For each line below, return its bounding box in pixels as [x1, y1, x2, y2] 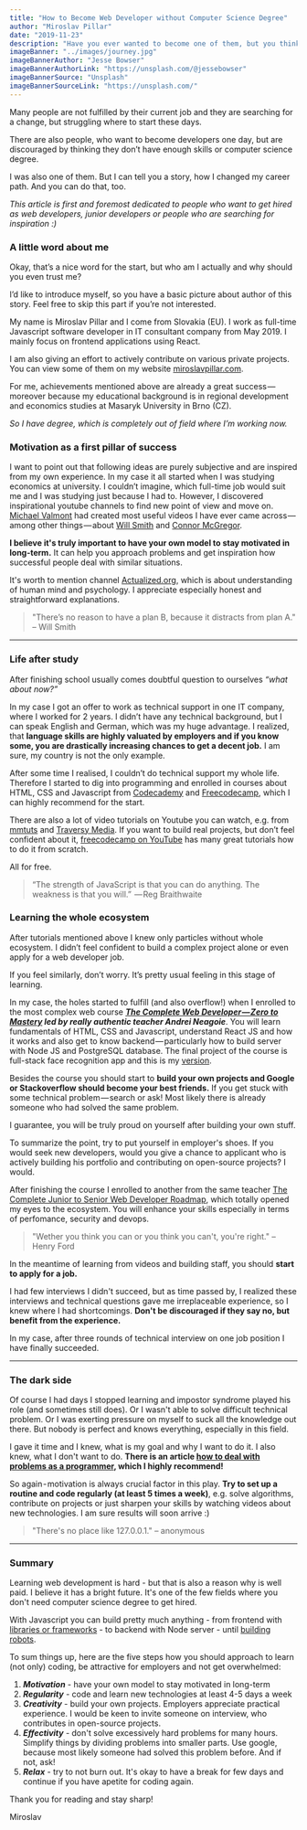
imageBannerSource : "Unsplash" [9, 73, 129, 82]
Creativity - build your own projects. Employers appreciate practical [22, 1698, 281, 1709]
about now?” [9, 683, 58, 695]
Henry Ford [31, 1240, 75, 1251]
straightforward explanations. [9, 594, 121, 605]
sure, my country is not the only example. [9, 750, 166, 761]
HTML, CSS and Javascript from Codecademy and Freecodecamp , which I [9, 787, 291, 798]
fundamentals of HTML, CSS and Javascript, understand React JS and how [9, 1026, 293, 1037]
